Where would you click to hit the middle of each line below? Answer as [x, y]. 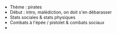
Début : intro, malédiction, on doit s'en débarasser [61, 12]
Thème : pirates [26, 7]
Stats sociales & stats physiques [42, 17]
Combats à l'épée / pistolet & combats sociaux [57, 22]
